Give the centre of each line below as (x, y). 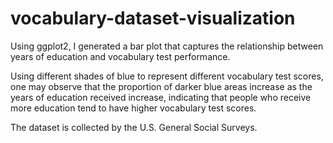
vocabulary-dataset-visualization (153, 18)
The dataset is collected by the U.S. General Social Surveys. (134, 127)
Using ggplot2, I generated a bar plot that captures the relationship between (167, 46)
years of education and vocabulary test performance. (120, 56)
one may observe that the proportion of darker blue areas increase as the (161, 86)
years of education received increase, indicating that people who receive (161, 97)
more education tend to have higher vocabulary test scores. (133, 108)
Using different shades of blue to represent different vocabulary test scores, (167, 76)
